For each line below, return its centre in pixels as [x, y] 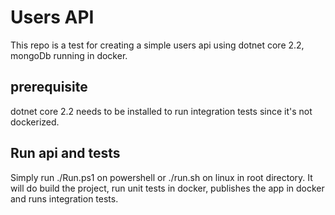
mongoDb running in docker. [69, 55]
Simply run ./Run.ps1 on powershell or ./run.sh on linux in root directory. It [161, 177]
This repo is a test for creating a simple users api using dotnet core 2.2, [157, 45]
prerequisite [49, 87]
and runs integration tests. [64, 198]
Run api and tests [65, 153]
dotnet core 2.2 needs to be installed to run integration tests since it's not [161, 111]
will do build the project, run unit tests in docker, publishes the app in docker [167, 188]
